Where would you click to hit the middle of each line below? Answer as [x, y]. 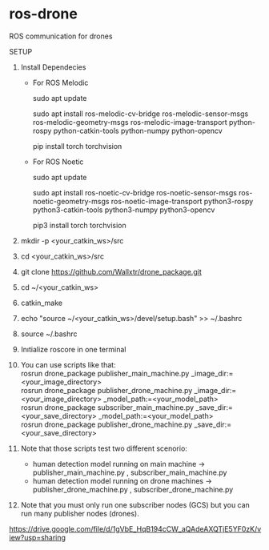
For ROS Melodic [60, 82]
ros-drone [44, 14]
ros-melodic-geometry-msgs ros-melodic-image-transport [130, 122]
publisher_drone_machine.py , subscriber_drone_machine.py [133, 489]
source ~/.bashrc [49, 334]
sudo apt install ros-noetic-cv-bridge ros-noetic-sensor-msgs [134, 192]
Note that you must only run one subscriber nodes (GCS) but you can [135, 504]
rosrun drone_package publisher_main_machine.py [105, 373]
